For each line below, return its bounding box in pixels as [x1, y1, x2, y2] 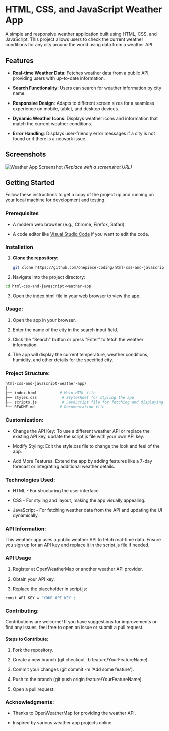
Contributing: [5, 607, 39, 614]
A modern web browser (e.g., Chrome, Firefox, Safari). [12, 221, 126, 227]
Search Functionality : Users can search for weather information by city [12, 85, 162, 91]
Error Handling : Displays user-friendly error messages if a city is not [12, 130, 155, 136]
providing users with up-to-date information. [12, 75, 105, 81]
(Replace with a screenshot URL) [64, 164, 133, 170]
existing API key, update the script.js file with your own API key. [12, 433, 145, 439]
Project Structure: [5, 370, 50, 377]
